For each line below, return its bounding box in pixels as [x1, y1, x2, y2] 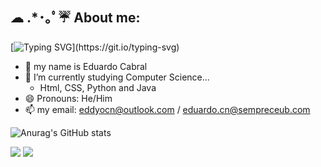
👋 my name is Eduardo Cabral [24, 60, 148, 72]
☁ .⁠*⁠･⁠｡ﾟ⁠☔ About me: [10, 9, 141, 27]
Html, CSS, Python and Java [39, 81, 157, 93]
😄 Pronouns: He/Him [24, 92, 113, 104]
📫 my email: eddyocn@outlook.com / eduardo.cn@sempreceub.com [24, 103, 311, 115]
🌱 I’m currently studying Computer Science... [24, 71, 210, 83]
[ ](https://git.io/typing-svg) [10, 41, 180, 53]
